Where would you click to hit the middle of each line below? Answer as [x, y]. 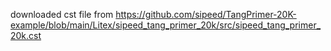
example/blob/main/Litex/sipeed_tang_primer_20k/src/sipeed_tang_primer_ [166, 25]
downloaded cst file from [62, 14]
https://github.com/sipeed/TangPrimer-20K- [206, 14]
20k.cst [26, 35]
